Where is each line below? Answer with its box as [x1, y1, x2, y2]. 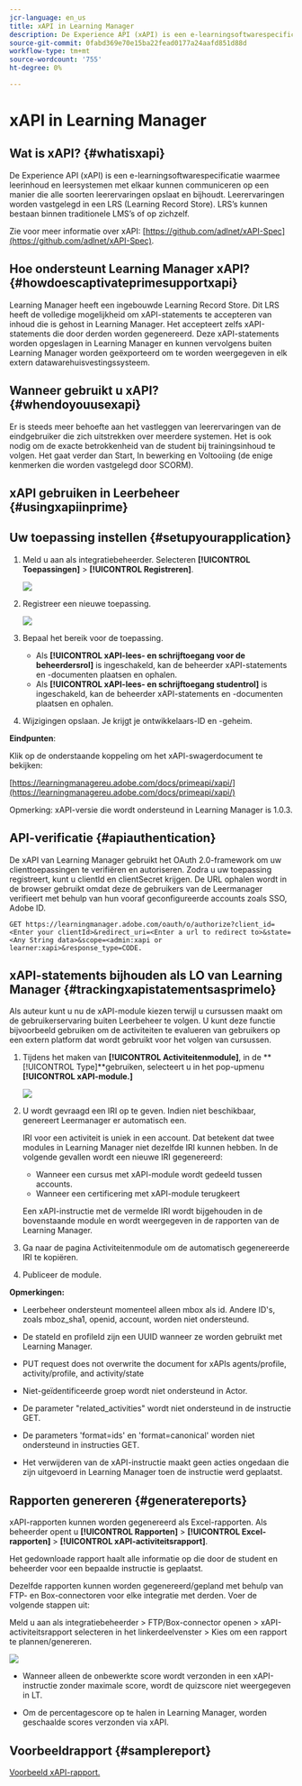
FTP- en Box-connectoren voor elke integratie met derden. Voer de [9, 1590, 258, 1601]
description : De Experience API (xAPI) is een [9, 30, 187, 39]
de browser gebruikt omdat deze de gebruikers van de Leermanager [9, 883, 263, 893]
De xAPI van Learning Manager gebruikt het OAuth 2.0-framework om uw [9, 854, 282, 866]
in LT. [22, 1690, 43, 1700]
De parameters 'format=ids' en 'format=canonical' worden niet [22, 1430, 255, 1441]
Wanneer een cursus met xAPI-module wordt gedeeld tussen [35, 1169, 262, 1180]
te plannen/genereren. [9, 1636, 93, 1647]
